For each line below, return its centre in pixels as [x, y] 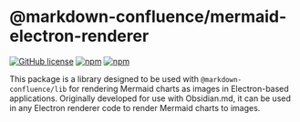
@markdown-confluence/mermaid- [148, 17]
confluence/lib [38, 89]
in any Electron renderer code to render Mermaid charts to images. [135, 107]
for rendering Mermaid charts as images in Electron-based [179, 88]
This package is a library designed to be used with [104, 78]
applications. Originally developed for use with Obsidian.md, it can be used [150, 98]
